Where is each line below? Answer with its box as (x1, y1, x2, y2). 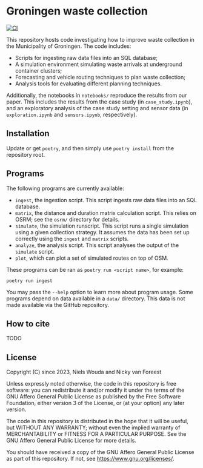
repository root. (6, 151, 45, 158)
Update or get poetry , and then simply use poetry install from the (6, 144, 175, 152)
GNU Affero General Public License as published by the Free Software (6, 393, 181, 400)
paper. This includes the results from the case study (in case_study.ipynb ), (6, 98, 193, 105)
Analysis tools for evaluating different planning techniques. (15, 80, 162, 87)
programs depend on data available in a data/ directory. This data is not (6, 295, 185, 302)
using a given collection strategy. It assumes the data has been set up (15, 228, 190, 236)
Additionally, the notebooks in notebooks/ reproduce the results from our (6, 91, 187, 99)
